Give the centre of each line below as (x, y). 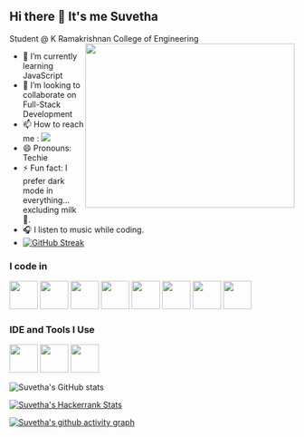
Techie (35, 157)
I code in (28, 266)
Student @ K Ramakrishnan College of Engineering (104, 38)
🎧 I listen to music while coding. (83, 229)
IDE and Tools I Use (52, 330)
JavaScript (43, 75)
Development (47, 113)
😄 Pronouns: (47, 148)
